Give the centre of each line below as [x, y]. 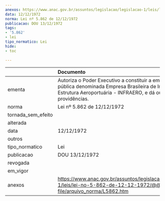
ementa [16, 90]
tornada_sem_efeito [30, 115]
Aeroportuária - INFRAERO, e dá [117, 93]
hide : [11, 46]
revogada [18, 163]
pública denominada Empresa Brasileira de [107, 87]
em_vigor [18, 171]
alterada [17, 123]
